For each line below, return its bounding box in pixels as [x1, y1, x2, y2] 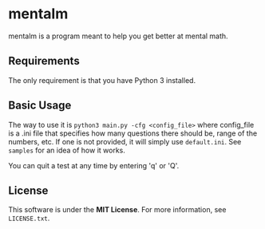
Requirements [8, 54, 80, 68]
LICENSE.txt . [8, 213, 50, 223]
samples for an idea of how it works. [8, 145, 125, 155]
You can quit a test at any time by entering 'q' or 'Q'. [8, 160, 180, 170]
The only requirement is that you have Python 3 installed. [8, 75, 196, 85]
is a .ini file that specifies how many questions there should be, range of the [8, 128, 258, 138]
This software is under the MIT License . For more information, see [8, 205, 227, 215]
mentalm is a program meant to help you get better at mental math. [8, 31, 229, 41]
